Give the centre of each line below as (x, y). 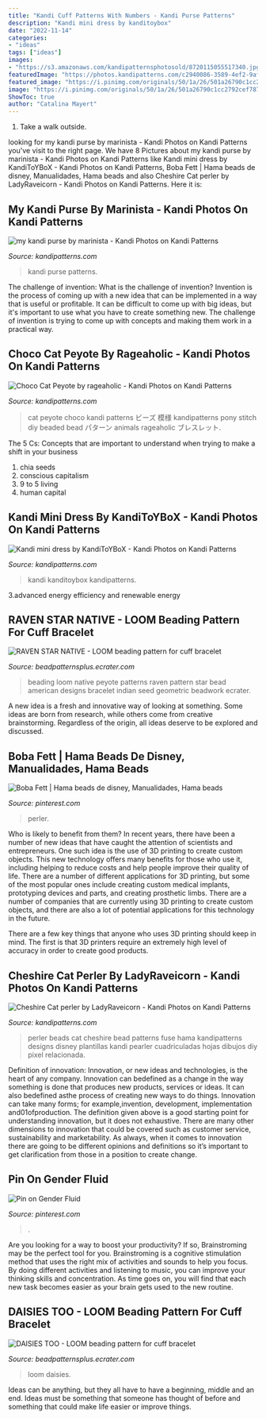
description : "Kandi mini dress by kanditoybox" (90, 23)
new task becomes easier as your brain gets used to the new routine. (121, 1286)
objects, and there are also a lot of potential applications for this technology (131, 910)
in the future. (29, 919)
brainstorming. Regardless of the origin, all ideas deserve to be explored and (133, 723)
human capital (43, 492)
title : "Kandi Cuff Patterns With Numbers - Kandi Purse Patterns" (122, 15)
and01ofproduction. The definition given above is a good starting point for (129, 1112)
